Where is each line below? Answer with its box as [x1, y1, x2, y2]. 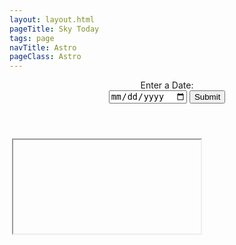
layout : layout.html [9, 14, 96, 25]
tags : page [9, 33, 55, 43]
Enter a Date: [140, 79, 194, 91]
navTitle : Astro [9, 42, 77, 53]
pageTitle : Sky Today [9, 24, 100, 34]
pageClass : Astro [9, 52, 82, 62]
